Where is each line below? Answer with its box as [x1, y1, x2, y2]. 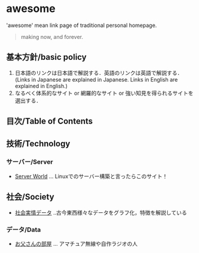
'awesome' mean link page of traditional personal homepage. [6, 22, 157, 29]
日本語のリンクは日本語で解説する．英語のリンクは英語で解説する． [14, 69, 183, 76]
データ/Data [6, 225, 41, 234]
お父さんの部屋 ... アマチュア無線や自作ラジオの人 [14, 240, 138, 247]
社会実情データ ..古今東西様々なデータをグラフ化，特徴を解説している [14, 209, 187, 216]
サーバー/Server [6, 158, 53, 166]
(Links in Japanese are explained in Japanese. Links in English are [14, 76, 178, 83]
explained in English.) [14, 82, 68, 89]
